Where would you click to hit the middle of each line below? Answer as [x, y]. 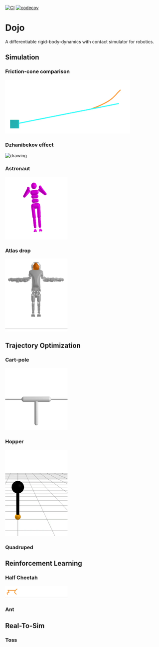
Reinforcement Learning [44, 563]
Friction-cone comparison [37, 71]
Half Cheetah [22, 578]
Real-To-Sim [25, 626]
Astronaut [18, 169]
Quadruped [19, 548]
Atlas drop [18, 251]
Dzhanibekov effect [29, 145]
